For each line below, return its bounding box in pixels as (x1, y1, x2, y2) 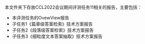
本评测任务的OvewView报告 (11, 15, 69, 21)
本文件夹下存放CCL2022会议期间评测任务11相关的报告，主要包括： (4, 4, 142, 10)
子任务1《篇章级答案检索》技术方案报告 (11, 21, 93, 27)
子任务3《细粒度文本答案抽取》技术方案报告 (11, 34, 103, 39)
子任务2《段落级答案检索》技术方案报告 (11, 27, 94, 33)
